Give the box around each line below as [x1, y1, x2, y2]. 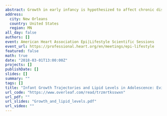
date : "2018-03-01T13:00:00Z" [5, 58, 68, 63]
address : [5, 12, 23, 17]
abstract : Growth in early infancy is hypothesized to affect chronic [5, 7, 155, 12]
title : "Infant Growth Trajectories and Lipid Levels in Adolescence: [5, 85, 155, 90]
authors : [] [5, 35, 30, 40]
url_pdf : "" [5, 94, 30, 99]
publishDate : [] [5, 67, 39, 72]
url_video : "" [5, 104, 35, 109]
